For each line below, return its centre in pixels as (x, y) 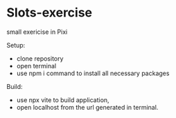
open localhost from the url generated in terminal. (87, 107)
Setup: (16, 45)
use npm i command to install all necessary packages (93, 73)
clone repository (40, 58)
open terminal (36, 66)
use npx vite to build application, (63, 100)
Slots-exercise (50, 13)
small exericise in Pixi (37, 32)
